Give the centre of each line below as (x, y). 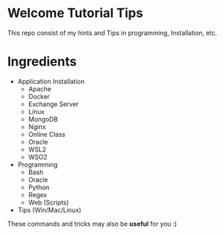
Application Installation (51, 81)
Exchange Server (54, 104)
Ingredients (42, 62)
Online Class (47, 134)
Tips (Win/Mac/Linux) (49, 210)
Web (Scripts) (48, 202)
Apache (40, 89)
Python (39, 187)
